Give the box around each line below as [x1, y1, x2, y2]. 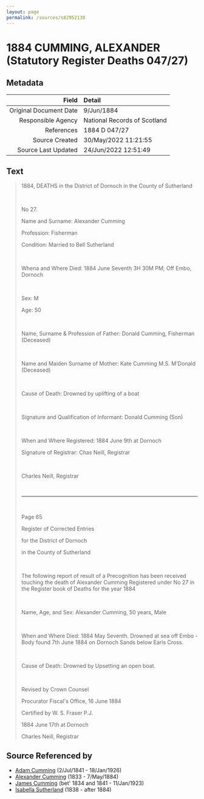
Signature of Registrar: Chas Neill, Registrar [21, 449, 131, 456]
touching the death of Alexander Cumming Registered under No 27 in [21, 578, 195, 586]
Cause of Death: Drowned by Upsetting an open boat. [21, 662, 156, 670]
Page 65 [21, 513, 42, 521]
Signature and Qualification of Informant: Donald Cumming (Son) [21, 414, 183, 421]
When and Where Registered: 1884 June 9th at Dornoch [21, 437, 162, 444]
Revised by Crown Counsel [21, 686, 89, 693]
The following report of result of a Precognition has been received [21, 572, 186, 580]
